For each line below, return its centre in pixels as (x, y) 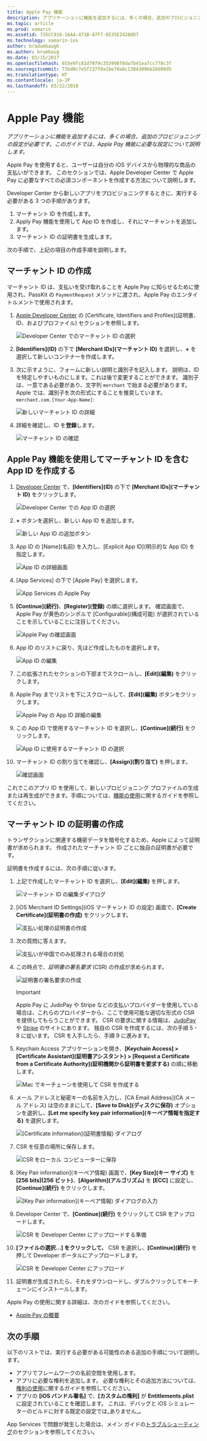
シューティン (183, 1424)
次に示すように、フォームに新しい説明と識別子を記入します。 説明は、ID (107, 369)
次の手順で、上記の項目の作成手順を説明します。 (69, 249)
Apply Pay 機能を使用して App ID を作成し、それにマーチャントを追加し (107, 221)
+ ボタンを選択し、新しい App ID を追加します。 (77, 520)
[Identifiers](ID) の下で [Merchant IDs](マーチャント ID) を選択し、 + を (106, 349)
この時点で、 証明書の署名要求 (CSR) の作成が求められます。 (92, 967)
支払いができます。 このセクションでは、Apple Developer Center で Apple (100, 172)
